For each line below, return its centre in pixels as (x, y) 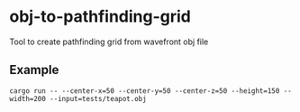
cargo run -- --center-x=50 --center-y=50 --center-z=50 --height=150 (145, 91)
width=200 (28, 98)
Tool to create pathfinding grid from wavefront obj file (109, 42)
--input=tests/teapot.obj (98, 98)
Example (34, 70)
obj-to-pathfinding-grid (100, 17)
